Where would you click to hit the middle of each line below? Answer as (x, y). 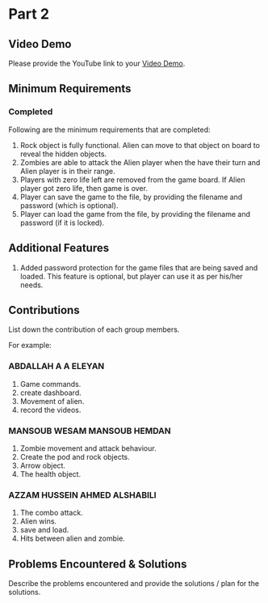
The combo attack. (51, 513)
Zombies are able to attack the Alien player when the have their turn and (140, 162)
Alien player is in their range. (67, 171)
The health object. (50, 473)
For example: (30, 346)
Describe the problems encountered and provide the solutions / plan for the (134, 584)
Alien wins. (38, 521)
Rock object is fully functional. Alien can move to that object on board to (140, 145)
